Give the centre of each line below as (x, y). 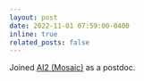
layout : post (34, 17)
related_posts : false (50, 42)
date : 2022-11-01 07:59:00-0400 (69, 26)
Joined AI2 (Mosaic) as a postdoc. (72, 68)
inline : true (34, 34)
